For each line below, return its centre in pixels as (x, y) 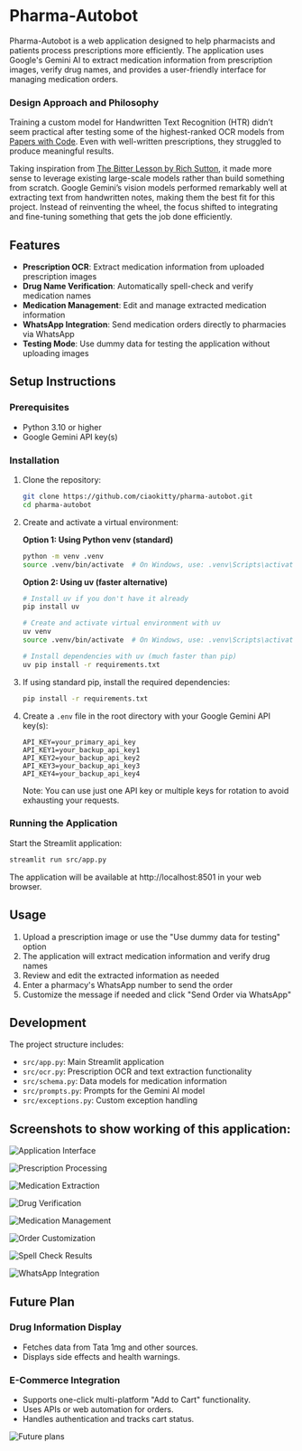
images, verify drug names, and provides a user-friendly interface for (138, 70)
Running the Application (64, 824)
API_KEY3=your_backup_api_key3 (81, 766)
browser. (26, 886)
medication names (57, 296)
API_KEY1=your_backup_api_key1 (81, 750)
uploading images (55, 353)
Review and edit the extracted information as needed (120, 975)
